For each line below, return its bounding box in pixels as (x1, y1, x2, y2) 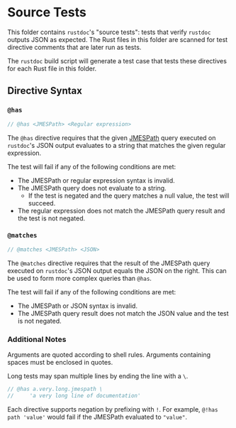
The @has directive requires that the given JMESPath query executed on (7, 133, 216, 142)
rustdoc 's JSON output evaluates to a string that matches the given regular (7, 141, 226, 149)
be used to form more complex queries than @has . (7, 274, 152, 282)
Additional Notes (7, 334, 67, 344)
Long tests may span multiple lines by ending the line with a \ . (7, 371, 189, 380)
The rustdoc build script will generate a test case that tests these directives (7, 56, 227, 65)
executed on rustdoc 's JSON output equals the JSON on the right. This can (7, 266, 227, 274)
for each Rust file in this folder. (7, 64, 97, 73)
